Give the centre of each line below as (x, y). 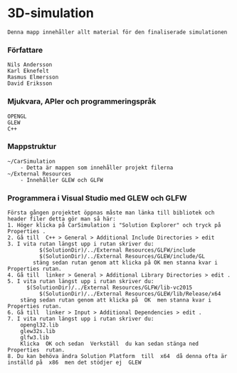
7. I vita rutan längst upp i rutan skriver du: (81, 319)
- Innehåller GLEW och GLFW (62, 180)
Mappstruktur (32, 146)
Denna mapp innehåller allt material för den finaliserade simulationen (117, 32)
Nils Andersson (30, 65)
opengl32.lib (39, 325)
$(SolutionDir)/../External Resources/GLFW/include (117, 250)
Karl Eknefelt (28, 71)
